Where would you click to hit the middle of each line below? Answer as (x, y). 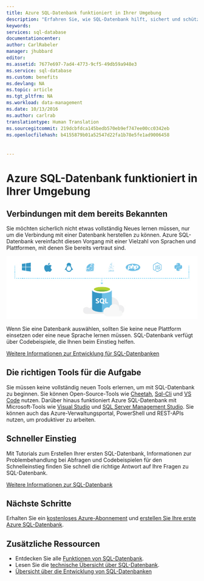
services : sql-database (36, 32)
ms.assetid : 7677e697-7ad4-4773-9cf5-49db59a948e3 (72, 64)
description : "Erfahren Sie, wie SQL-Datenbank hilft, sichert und (93, 19)
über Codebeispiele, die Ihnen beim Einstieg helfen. (71, 342)
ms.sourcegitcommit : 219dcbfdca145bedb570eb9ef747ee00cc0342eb (88, 128)
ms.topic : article (29, 90)
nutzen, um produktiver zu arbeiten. (51, 419)
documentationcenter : (34, 39)
